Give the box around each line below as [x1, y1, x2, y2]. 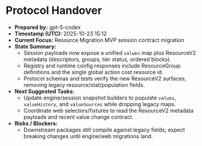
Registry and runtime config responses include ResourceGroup [23, 62, 181, 69]
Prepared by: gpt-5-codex [14, 24, 81, 31]
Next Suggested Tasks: [14, 87, 75, 95]
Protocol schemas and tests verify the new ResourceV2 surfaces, [23, 75, 187, 82]
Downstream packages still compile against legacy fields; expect [23, 126, 185, 133]
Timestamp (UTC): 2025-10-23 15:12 [14, 30, 107, 37]
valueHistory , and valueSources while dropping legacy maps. [23, 100, 176, 107]
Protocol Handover [5, 4, 102, 17]
